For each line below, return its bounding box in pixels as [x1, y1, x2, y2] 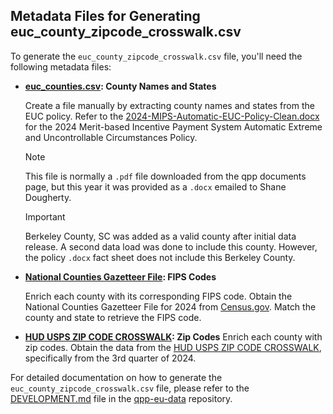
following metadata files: [10, 60, 112, 73]
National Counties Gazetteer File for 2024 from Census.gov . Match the [24, 300, 317, 313]
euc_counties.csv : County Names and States [24, 80, 217, 92]
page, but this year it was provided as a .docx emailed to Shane [24, 180, 287, 193]
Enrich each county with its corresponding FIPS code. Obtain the [24, 290, 293, 302]
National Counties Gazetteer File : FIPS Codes [24, 270, 217, 283]
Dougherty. [24, 191, 72, 203]
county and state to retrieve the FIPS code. [24, 311, 202, 323]
